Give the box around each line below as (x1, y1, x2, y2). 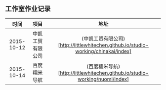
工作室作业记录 (5, 4, 51, 13)
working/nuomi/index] (78, 76, 129, 83)
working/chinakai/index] (75, 47, 132, 54)
